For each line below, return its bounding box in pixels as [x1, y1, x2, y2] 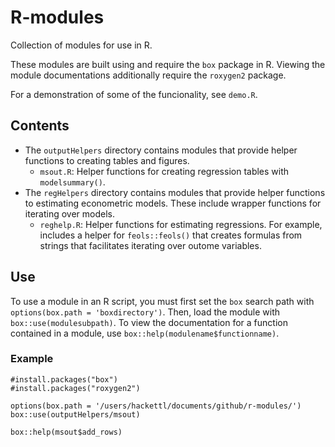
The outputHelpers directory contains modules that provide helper [24, 144, 298, 156]
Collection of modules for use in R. [10, 39, 153, 51]
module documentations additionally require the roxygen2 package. [10, 69, 287, 81]
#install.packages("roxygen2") [10, 383, 141, 393]
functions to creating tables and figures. [24, 154, 190, 166]
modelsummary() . [39, 176, 106, 188]
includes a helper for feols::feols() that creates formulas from [39, 229, 303, 241]
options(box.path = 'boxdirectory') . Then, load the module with [10, 306, 281, 318]
